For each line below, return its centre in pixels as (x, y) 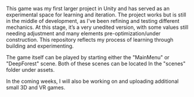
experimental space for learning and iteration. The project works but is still (96, 15)
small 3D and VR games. (36, 87)
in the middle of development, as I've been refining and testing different (93, 21)
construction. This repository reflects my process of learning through (90, 40)
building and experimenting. (40, 46)
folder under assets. (30, 70)
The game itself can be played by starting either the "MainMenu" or (88, 57)
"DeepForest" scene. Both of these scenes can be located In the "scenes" (96, 63)
